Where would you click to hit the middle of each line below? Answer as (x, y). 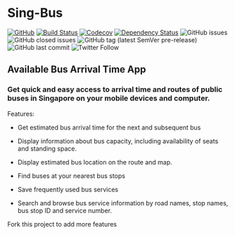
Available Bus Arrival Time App (77, 69)
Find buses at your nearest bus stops (71, 176)
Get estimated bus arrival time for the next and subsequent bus (109, 127)
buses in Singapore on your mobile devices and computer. (109, 99)
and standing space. (47, 148)
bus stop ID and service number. (65, 210)
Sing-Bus (35, 13)
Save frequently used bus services (68, 189)
